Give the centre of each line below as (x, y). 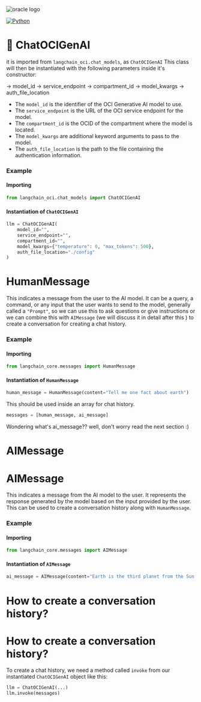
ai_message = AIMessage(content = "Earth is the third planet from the (95, 576)
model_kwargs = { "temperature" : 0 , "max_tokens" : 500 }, (85, 246)
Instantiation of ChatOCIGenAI (43, 211)
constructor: (22, 74)
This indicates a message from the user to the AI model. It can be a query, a (100, 298)
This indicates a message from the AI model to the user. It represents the (96, 495)
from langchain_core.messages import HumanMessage (71, 366)
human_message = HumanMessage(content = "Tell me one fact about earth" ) (97, 393)
